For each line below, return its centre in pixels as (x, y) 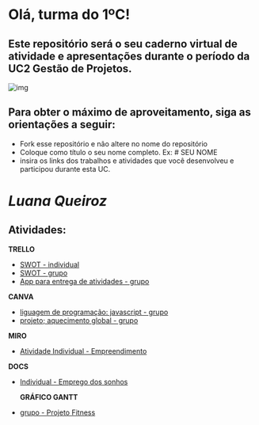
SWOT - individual (50, 264)
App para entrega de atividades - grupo (84, 281)
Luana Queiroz (58, 201)
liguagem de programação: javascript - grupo (94, 312)
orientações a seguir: (62, 125)
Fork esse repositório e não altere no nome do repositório (114, 143)
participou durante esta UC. (65, 169)
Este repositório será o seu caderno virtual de (123, 44)
